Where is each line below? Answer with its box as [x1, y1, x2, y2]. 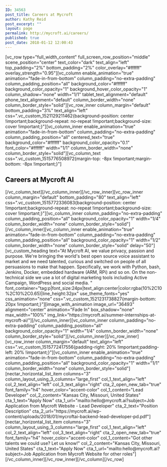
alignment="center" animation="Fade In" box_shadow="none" [5, 306, 134, 313]
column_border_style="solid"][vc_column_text [5, 150, 101, 156]
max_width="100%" [5, 312, 47, 318]
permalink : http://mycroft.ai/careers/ [5, 31, 89, 36]
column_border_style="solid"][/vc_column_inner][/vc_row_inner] [5, 333, 139, 339]
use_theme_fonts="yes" [79, 290, 130, 296]
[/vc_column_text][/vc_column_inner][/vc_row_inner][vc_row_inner [5, 189, 143, 195]
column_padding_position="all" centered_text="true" [5, 134, 115, 140]
